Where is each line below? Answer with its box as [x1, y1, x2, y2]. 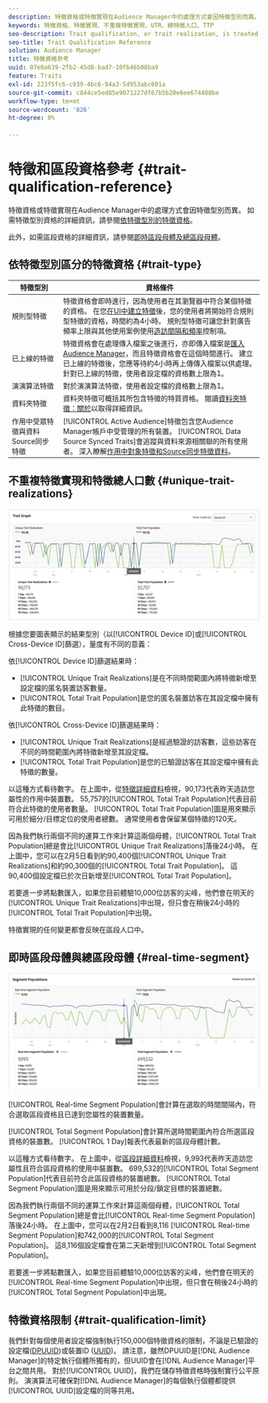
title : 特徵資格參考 [8, 55, 69, 63]
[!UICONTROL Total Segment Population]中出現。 [8, 1287, 171, 1298]
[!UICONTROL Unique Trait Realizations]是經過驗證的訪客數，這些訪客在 [19, 737, 257, 747]
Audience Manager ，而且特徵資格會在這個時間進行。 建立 [62, 348, 254, 358]
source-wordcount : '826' [8, 105, 91, 113]
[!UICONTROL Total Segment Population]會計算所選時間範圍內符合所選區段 [8, 1127, 255, 1136]
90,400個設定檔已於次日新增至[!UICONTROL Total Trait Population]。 [8, 871, 236, 880]
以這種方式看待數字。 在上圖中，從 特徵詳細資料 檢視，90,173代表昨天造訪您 [8, 784, 255, 794]
